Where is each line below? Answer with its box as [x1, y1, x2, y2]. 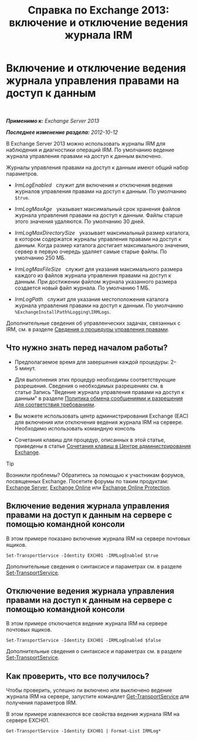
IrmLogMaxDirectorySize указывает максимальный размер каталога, [14, 229, 191, 236]
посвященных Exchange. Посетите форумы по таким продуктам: [6, 477, 169, 485]
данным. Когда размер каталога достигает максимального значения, [14, 241, 189, 248]
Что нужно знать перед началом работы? [6, 343, 168, 353]
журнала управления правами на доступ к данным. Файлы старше [14, 211, 183, 218]
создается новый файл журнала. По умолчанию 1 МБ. [14, 284, 150, 291]
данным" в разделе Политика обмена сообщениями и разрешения [14, 395, 183, 402]
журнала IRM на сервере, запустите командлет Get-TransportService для [6, 693, 189, 700]
